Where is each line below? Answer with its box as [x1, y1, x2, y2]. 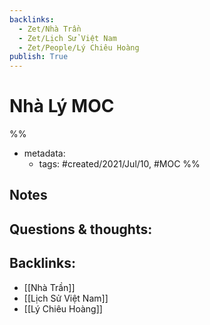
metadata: [23, 147, 66, 160]
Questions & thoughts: [9, 221, 153, 238]
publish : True [9, 52, 69, 62]
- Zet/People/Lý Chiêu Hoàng [18, 42, 140, 53]
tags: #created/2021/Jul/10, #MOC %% [38, 158, 201, 170]
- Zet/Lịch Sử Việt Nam [18, 33, 117, 43]
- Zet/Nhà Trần [18, 24, 82, 34]
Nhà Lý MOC [9, 95, 115, 118]
